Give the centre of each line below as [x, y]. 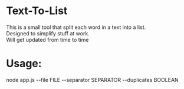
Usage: [24, 64]
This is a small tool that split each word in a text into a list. [76, 27]
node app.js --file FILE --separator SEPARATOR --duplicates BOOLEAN [92, 80]
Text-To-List [37, 11]
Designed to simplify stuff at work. [48, 33]
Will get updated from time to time [47, 39]
